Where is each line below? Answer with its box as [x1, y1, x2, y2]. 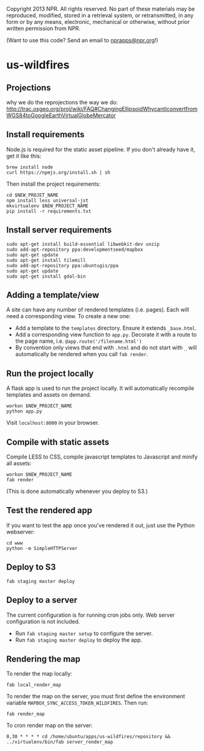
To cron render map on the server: [6, 722, 93, 729]
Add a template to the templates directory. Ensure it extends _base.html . [15, 324, 197, 332]
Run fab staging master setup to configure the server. [15, 630, 153, 637]
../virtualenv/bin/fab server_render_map [6, 739, 114, 745]
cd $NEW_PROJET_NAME [6, 192, 59, 198]
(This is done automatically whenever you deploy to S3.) [6, 487, 148, 495]
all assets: [6, 460, 32, 467]
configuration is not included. [6, 617, 81, 625]
